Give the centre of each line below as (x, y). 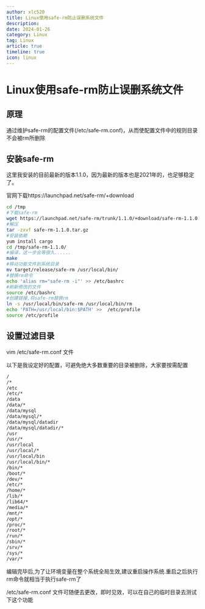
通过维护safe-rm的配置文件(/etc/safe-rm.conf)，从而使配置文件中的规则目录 (102, 130)
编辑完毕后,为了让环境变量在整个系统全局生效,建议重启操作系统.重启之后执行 (102, 571)
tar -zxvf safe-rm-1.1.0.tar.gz (47, 230)
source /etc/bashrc (31, 293)
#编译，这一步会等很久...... (39, 253)
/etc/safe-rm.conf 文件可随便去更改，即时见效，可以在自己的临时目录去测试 (102, 592)
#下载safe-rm (22, 213)
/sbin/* (16, 542)
